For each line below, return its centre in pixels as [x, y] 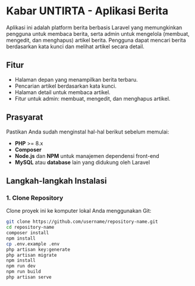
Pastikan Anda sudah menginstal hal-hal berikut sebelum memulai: [88, 132]
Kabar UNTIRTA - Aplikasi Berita [87, 11]
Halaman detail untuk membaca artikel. [63, 92]
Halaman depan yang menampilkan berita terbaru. [76, 79]
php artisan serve [29, 277]
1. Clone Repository [35, 198]
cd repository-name [30, 228]
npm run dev [21, 266]
